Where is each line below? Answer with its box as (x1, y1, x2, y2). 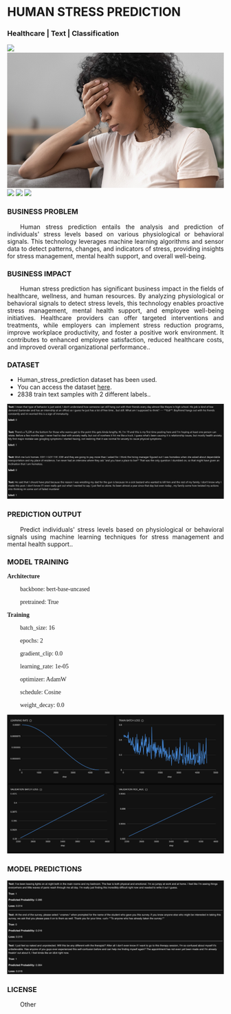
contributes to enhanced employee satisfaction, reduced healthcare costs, (7, 336, 224, 344)
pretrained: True (20, 598, 59, 605)
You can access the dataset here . (16, 383, 112, 392)
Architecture (7, 572, 40, 580)
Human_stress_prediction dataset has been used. (16, 376, 157, 384)
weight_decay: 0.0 (20, 701, 65, 708)
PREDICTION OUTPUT (7, 510, 82, 519)
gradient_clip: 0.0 (20, 650, 63, 657)
